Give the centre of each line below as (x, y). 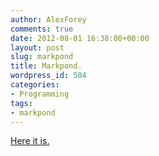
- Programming (40, 94)
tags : (21, 103)
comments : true (42, 29)
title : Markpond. (46, 66)
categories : (35, 85)
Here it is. (30, 141)
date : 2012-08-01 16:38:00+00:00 (80, 38)
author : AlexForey (48, 19)
